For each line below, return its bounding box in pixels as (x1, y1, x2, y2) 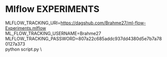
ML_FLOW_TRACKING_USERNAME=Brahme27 (5, 30, 101, 36)
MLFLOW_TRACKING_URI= (5, 20, 61, 26)
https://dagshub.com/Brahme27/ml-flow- (60, 20, 146, 26)
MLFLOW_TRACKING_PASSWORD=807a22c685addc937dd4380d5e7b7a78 (5, 36, 162, 42)
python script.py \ (5, 46, 42, 52)
